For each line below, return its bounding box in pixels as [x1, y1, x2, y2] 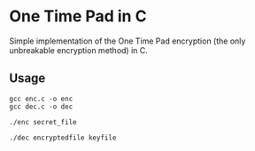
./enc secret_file [9, 117, 77, 126]
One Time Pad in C [9, 6, 148, 27]
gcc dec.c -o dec [9, 102, 73, 111]
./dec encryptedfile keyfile [9, 133, 117, 142]
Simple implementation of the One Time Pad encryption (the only [9, 36, 246, 46]
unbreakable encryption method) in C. [9, 44, 149, 55]
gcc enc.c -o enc [9, 94, 73, 103]
